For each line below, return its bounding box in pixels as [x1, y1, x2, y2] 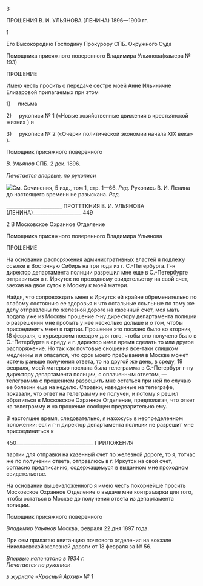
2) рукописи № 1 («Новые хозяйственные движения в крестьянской [6, 112, 189, 119]
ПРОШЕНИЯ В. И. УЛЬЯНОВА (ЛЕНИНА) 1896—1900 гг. [6, 17, 148, 24]
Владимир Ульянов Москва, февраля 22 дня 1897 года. [6, 525, 150, 532]
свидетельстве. [6, 470, 47, 478]
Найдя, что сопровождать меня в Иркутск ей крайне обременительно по [6, 293, 197, 301]
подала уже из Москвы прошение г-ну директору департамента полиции [6, 313, 197, 320]
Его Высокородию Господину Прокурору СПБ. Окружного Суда [6, 41, 172, 47]
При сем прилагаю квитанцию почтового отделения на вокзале [6, 536, 171, 544]
